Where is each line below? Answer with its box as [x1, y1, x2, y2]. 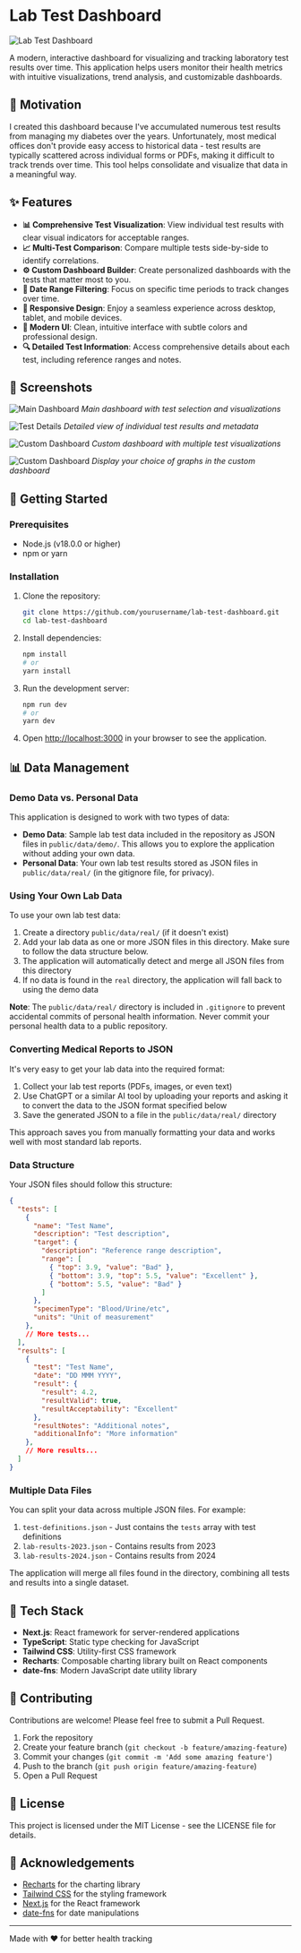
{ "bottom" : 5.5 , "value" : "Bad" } [48, 1279, 182, 1288]
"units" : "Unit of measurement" [32, 1313, 154, 1322]
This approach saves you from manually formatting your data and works [9, 1126, 276, 1138]
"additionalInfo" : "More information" [32, 1430, 178, 1439]
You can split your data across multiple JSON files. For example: [9, 1504, 246, 1515]
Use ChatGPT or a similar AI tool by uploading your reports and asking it [21, 1090, 288, 1101]
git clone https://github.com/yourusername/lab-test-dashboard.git [21, 608, 279, 617]
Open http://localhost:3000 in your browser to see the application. [21, 733, 267, 744]
